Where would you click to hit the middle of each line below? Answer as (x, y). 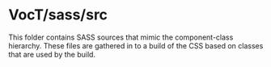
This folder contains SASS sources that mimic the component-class (121, 37)
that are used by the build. (52, 54)
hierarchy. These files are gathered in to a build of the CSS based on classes (136, 45)
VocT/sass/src (58, 15)
